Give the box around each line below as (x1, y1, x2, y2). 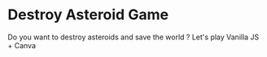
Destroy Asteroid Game (7, 6, 169, 24)
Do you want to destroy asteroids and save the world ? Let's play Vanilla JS (7, 32, 260, 42)
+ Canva (7, 40, 37, 50)
